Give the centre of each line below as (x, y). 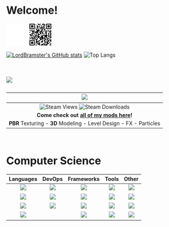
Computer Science (54, 160)
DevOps (52, 179)
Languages (23, 179)
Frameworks (84, 179)
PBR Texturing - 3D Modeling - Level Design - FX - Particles (84, 124)
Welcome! (32, 10)
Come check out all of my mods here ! (85, 115)
